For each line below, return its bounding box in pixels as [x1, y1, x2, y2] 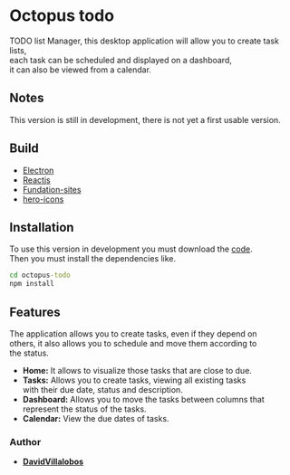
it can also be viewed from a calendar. [9, 64, 152, 75]
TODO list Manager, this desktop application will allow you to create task [9, 35, 279, 46]
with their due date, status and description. [22, 384, 183, 394]
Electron [22, 165, 54, 176]
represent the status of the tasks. [22, 404, 147, 414]
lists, [9, 44, 27, 55]
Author [9, 435, 42, 448]
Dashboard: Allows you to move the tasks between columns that [22, 394, 265, 404]
